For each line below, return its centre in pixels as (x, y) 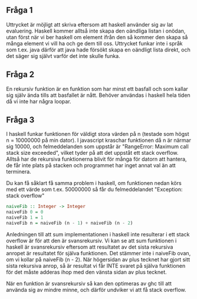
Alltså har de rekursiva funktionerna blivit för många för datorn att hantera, (96, 159)
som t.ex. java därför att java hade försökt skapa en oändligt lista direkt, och (98, 50)
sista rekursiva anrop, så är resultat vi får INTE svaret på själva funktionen (96, 265)
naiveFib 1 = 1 (25, 218)
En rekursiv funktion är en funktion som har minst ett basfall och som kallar (97, 89)
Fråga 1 (19, 10)
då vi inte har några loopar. (39, 101)
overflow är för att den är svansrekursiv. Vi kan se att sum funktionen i (91, 240)
